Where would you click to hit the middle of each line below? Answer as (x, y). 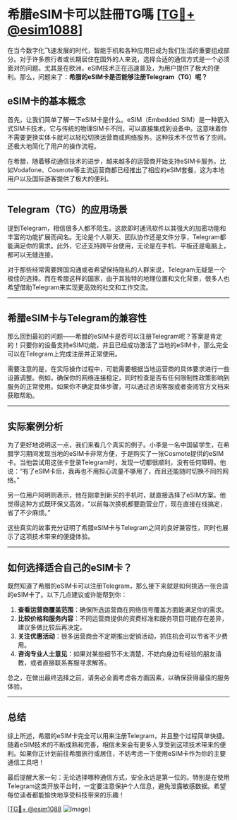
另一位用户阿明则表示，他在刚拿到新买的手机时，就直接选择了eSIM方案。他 (117, 495)
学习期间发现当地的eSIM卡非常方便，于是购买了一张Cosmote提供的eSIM (119, 454)
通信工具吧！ (26, 762)
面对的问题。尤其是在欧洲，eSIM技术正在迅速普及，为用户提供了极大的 (110, 68)
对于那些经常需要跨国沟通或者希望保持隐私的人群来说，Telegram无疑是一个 (117, 270)
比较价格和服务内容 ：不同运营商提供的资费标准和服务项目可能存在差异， (122, 619)
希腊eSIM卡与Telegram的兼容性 (77, 318)
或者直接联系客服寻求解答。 (70, 663)
